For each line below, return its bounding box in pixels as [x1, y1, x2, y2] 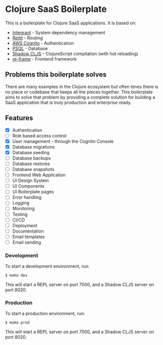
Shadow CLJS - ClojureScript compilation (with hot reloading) [12, 51, 139, 57]
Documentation [12, 228, 44, 234]
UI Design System [12, 177, 49, 183]
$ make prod [5, 320, 30, 325]
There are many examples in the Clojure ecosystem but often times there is [5, 84, 159, 89]
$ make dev [5, 273, 28, 278]
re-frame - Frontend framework [12, 56, 77, 62]
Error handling [12, 194, 42, 200]
